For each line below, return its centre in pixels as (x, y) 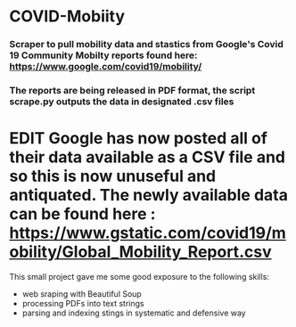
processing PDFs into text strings (83, 303)
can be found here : (82, 214)
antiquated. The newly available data (148, 196)
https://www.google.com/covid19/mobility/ (106, 67)
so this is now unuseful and (113, 176)
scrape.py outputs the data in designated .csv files (122, 102)
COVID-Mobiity (67, 16)
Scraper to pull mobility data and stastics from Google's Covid (146, 45)
